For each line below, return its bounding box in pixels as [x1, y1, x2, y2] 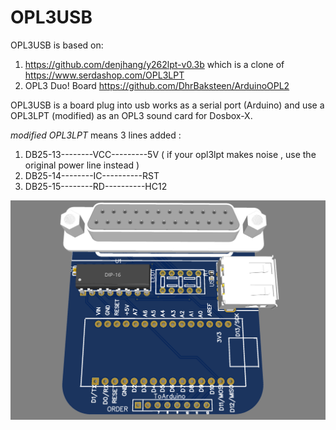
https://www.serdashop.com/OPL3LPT [24, 69, 185, 81]
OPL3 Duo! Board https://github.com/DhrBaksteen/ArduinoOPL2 [24, 79, 290, 91]
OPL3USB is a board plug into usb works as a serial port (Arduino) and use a [10, 99, 325, 111]
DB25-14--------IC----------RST [24, 169, 160, 181]
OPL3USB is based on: [10, 39, 104, 51]
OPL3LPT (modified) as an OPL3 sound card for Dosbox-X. [10, 109, 253, 121]
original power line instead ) [24, 159, 140, 171]
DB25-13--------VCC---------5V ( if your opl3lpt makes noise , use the [24, 148, 317, 160]
